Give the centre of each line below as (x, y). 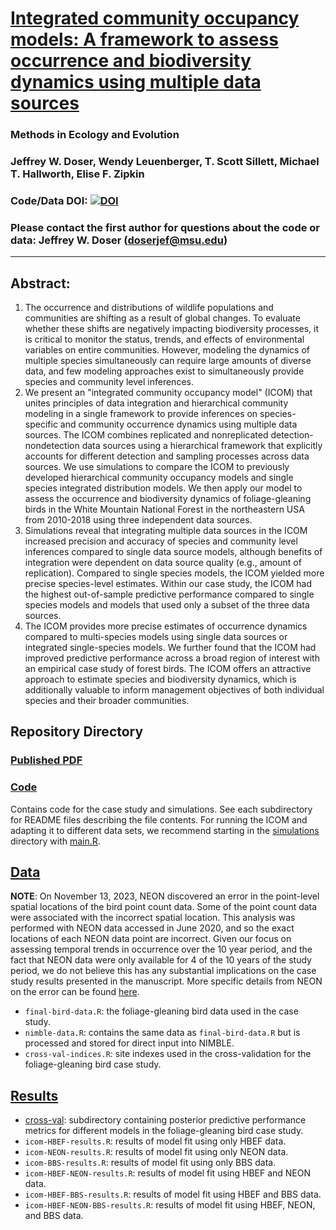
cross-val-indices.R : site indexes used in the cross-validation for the (168, 1054)
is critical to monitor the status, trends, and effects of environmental (164, 339)
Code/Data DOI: (49, 200)
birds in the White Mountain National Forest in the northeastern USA (164, 509)
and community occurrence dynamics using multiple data (178, 424)
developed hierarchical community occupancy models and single (159, 478)
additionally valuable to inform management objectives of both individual (174, 690)
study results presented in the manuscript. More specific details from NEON (166, 981)
